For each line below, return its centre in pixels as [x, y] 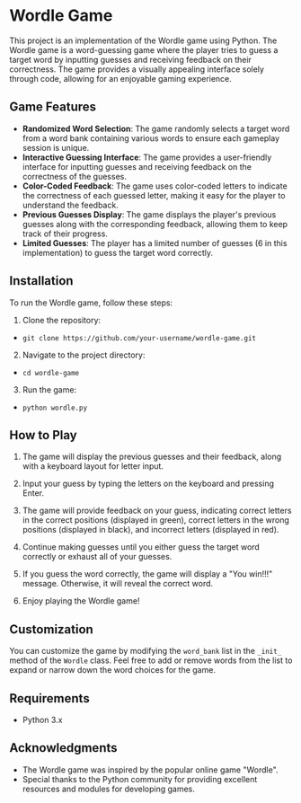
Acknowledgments [64, 748]
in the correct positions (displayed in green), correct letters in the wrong [155, 520]
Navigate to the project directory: [84, 355]
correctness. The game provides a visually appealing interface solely [137, 69]
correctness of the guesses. [75, 176]
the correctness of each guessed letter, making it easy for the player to [154, 195]
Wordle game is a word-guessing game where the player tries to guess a [144, 49]
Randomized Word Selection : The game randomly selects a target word [156, 128]
